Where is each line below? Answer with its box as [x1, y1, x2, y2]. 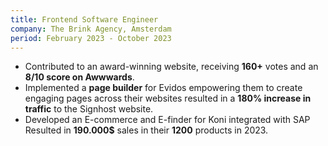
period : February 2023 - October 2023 [10, 33, 172, 43]
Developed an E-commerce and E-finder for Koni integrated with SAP [24, 114, 311, 126]
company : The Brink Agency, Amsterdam [10, 24, 172, 34]
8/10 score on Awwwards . [24, 71, 135, 83]
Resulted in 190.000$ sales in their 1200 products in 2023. [24, 124, 269, 136]
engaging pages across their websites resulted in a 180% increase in [24, 92, 312, 105]
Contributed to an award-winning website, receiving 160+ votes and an [24, 61, 319, 73]
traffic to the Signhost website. [24, 103, 154, 115]
